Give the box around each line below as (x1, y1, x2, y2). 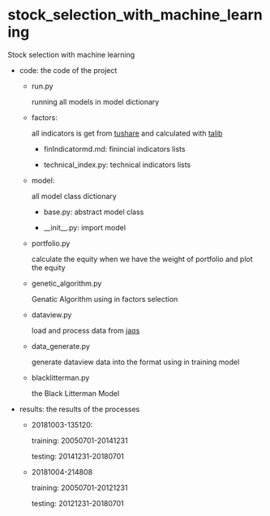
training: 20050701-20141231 (31, 436, 128, 445)
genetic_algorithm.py (31, 278, 102, 288)
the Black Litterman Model (31, 388, 120, 398)
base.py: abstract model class (43, 207, 144, 217)
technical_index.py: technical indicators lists (43, 160, 191, 170)
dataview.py (31, 310, 72, 320)
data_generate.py (31, 341, 91, 350)
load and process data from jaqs (31, 325, 140, 335)
